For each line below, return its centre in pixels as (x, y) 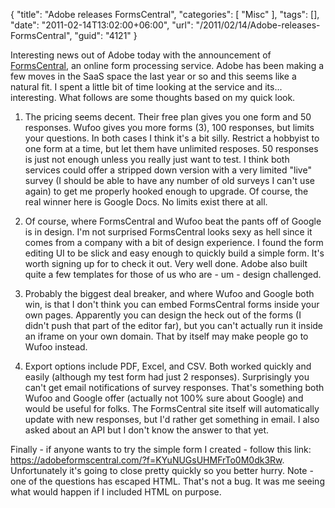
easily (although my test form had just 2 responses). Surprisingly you (167, 377)
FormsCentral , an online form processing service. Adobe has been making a (167, 65)
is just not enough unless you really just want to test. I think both (157, 159)
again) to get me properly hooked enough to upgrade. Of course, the (166, 191)
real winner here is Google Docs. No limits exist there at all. (146, 202)
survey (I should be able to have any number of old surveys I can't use (169, 180)
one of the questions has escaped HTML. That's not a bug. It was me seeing (167, 481)
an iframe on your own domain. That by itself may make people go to (166, 336)
